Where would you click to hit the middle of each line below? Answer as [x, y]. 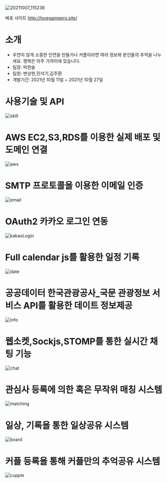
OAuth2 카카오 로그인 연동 [57, 221]
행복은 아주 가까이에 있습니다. [52, 61]
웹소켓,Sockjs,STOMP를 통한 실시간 [77, 341]
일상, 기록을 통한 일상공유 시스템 [67, 425]
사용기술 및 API [35, 102]
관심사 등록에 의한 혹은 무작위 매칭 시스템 [84, 390]
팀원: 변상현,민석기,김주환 [37, 73]
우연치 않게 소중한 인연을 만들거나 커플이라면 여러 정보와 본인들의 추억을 [82, 54]
